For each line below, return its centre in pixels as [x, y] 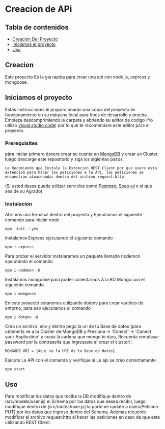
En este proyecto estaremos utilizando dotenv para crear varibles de [74, 303]
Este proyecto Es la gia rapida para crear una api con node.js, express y [78, 77]
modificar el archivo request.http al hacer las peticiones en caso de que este [82, 417]
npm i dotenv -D [22, 317]
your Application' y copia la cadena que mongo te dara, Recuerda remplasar [82, 337]
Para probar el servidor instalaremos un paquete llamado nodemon [73, 256]
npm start [15, 369]
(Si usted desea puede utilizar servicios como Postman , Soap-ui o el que [79, 186]
